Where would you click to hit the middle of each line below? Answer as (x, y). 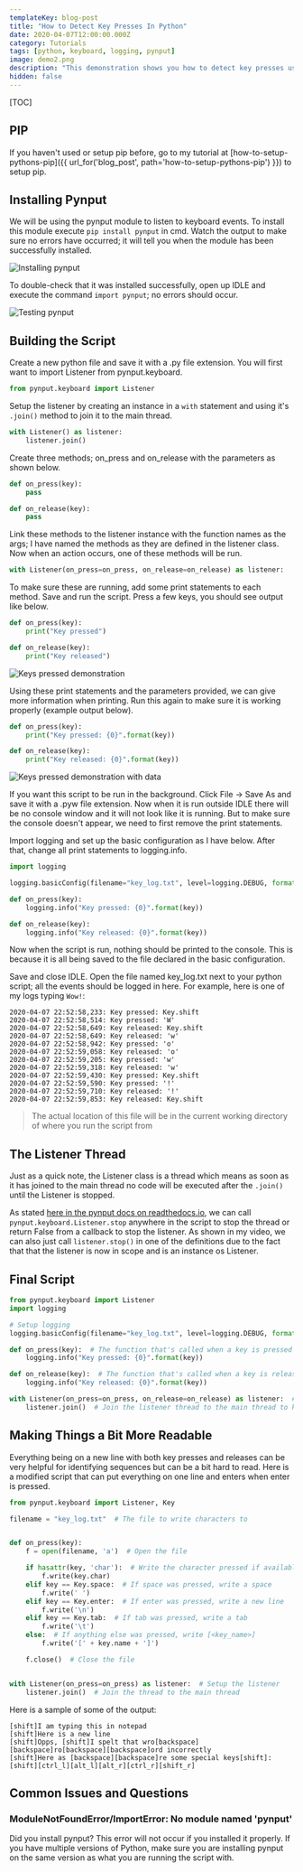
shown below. (35, 467)
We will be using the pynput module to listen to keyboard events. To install (147, 221)
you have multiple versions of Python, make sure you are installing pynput (147, 1849)
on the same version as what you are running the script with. (122, 1858)
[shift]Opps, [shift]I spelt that (74, 1742)
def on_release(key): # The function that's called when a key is (139, 1374)
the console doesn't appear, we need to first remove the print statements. (146, 824)
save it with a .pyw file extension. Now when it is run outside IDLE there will (149, 804)
